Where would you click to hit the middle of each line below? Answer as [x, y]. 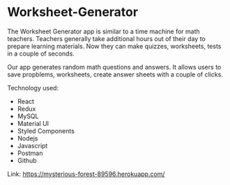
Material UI [33, 123]
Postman [30, 153]
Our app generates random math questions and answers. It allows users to [114, 67]
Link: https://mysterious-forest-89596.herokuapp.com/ [86, 174]
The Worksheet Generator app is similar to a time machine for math [103, 31]
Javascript [32, 145]
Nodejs [28, 138]
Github [27, 160]
